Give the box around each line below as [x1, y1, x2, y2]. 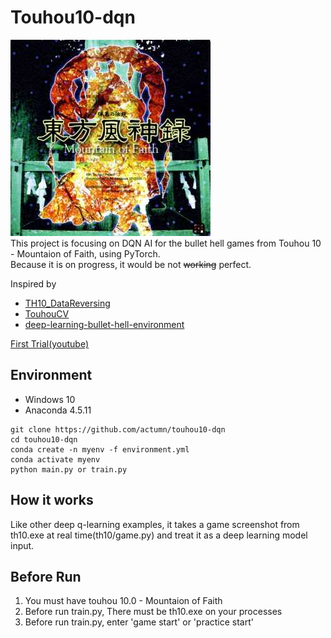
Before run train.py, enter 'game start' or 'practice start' [24, 616, 254, 628]
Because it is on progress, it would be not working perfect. [10, 258, 252, 270]
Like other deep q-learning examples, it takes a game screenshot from [10, 518, 300, 530]
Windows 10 [24, 393, 76, 405]
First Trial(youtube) [10, 337, 90, 350]
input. [10, 539, 35, 551]
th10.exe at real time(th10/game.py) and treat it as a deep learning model [10, 529, 308, 541]
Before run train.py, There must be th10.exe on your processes [24, 606, 283, 618]
